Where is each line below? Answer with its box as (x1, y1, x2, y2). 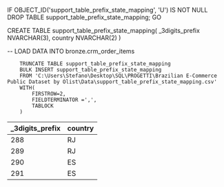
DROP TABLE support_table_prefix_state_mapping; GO (7, 13, 162, 21)
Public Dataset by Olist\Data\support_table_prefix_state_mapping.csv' (7, 78, 217, 85)
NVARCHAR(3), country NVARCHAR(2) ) (7, 34, 121, 42)
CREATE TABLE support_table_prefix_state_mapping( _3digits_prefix (7, 27, 200, 34)
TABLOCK (32, 102, 54, 109)
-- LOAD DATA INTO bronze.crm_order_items (7, 47, 135, 55)
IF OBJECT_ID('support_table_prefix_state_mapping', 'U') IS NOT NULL (7, 6, 208, 14)
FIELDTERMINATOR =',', (32, 96, 97, 103)
